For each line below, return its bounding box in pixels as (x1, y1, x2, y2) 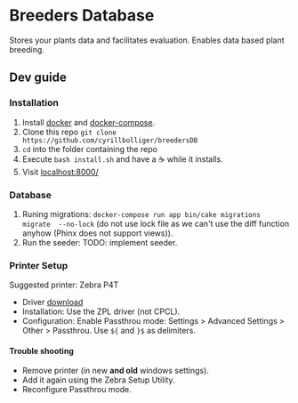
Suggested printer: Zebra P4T (9, 279, 119, 290)
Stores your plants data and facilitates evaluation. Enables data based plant (9, 35, 285, 45)
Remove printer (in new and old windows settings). (21, 366, 209, 376)
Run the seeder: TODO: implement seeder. (21, 237, 178, 247)
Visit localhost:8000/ (21, 166, 100, 177)
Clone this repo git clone (21, 126, 117, 137)
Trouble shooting (9, 345, 74, 356)
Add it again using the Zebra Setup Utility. (21, 375, 175, 385)
